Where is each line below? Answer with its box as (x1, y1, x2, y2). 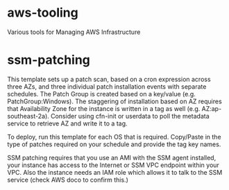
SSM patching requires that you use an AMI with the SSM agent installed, (7, 153, 217, 162)
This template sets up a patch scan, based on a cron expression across (7, 75, 211, 83)
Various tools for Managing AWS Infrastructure (7, 28, 141, 36)
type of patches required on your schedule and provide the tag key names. (7, 140, 221, 148)
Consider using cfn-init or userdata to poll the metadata (51, 112, 210, 120)
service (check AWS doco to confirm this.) (7, 175, 128, 184)
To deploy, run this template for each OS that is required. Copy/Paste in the (7, 132, 221, 141)
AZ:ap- (201, 104, 222, 112)
